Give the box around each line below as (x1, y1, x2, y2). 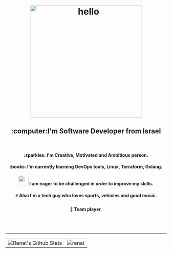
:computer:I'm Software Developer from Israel (11, 126, 161, 135)
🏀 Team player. (70, 206, 102, 212)
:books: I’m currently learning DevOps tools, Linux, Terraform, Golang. (9, 164, 163, 170)
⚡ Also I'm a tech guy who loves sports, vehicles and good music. (15, 193, 157, 199)
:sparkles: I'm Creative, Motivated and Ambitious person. (24, 152, 148, 158)
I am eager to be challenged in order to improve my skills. (29, 180, 154, 186)
